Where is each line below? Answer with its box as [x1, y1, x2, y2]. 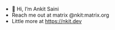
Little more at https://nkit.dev [11, 18, 82, 24]
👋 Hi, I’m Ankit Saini [11, 6, 59, 12]
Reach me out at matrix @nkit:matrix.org [11, 12, 110, 18]
